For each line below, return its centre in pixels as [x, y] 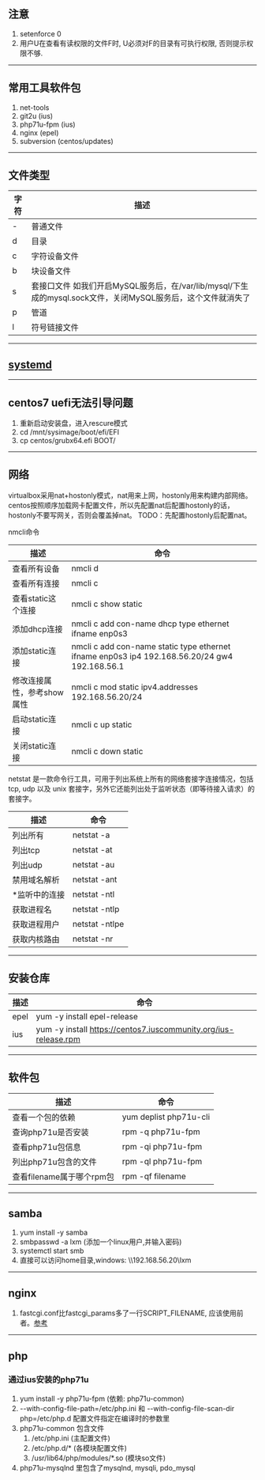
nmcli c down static [107, 751]
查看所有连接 [36, 583]
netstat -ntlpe [98, 924]
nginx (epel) [39, 132]
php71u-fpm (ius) [48, 124]
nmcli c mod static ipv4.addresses [135, 687]
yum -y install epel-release [87, 1016]
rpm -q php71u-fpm [161, 1132]
